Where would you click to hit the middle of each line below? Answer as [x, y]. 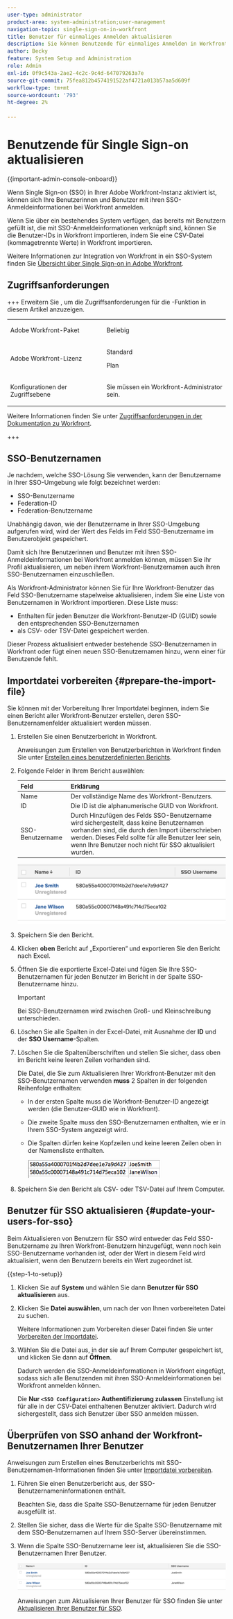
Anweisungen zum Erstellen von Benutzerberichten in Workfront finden [119, 750]
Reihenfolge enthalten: [49, 1088]
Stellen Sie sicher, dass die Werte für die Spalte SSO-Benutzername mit [119, 1525]
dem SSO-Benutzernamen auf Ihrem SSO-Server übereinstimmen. [112, 1532]
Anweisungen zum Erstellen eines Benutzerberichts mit [86, 1463]
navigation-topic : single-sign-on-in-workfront [77, 29]
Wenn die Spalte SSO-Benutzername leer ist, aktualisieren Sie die [111, 1546]
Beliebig [118, 330]
